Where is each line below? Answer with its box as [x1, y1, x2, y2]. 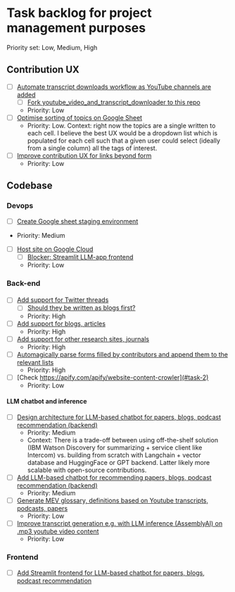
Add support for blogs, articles [16, 319, 106, 327]
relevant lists [16, 358, 54, 366]
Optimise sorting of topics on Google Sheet [16, 113, 142, 121]
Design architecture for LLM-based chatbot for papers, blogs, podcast [16, 413, 222, 421]
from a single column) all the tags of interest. [27, 143, 158, 152]
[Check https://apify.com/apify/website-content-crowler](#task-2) [16, 373, 209, 382]
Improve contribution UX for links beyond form [16, 151, 152, 159]
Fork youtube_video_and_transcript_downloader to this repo [27, 97, 201, 107]
